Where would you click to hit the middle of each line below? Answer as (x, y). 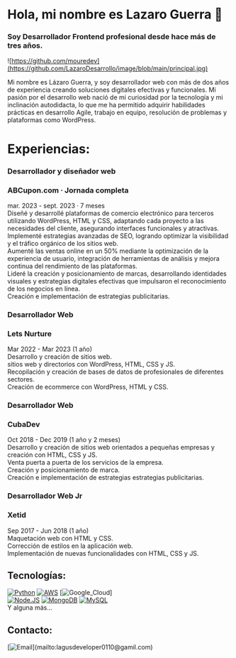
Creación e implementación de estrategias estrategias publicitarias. (106, 478)
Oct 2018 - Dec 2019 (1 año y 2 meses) (64, 440)
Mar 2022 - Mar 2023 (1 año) (50, 349)
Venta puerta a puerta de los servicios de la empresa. (86, 463)
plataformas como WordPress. (52, 120)
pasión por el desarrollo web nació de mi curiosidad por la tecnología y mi (115, 97)
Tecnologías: (36, 575)
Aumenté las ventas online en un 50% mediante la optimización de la (108, 251)
